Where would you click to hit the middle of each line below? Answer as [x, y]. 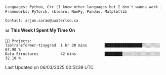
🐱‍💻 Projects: [19, 41]
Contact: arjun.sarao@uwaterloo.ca [42, 20]
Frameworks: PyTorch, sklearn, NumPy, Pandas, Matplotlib [66, 12]
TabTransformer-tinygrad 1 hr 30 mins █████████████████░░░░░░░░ [83, 45]
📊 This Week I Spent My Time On [40, 30]
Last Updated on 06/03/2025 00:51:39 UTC [49, 67]
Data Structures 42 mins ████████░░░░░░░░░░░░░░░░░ [83, 54]
